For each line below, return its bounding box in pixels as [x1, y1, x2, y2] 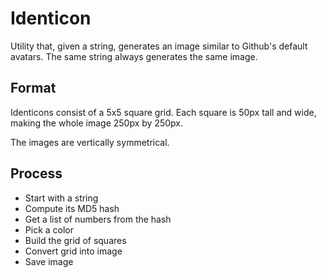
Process [10, 165, 63, 182]
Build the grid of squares [24, 234, 127, 246]
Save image [24, 255, 74, 267]
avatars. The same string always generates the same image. [10, 50, 258, 62]
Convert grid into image [24, 245, 123, 257]
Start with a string [24, 192, 99, 204]
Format [10, 80, 57, 97]
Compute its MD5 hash [24, 202, 120, 214]
